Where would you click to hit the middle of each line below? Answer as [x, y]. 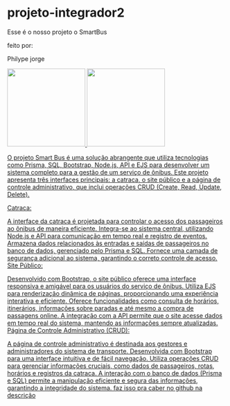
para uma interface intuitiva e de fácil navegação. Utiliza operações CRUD [113, 358]
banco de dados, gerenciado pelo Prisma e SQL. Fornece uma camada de [113, 250]
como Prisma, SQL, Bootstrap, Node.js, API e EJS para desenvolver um [108, 165]
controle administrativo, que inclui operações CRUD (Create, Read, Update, [115, 187]
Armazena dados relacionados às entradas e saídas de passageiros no [108, 243]
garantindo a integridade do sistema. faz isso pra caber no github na [105, 388]
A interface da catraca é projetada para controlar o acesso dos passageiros [115, 221]
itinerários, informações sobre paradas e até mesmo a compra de [100, 308]
